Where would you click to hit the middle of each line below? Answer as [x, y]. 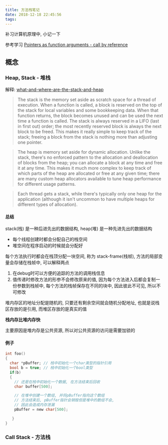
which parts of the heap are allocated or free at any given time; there [89, 173]
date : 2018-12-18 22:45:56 [33, 15]
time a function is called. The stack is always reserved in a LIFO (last [88, 121]
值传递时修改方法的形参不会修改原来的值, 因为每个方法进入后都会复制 [84, 280]
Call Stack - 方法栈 [28, 437]
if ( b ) [16, 372]
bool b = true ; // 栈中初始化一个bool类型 [51, 368]
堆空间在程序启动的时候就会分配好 [48, 246]
